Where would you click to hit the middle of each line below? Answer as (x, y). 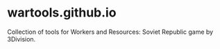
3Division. (22, 39)
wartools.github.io (62, 13)
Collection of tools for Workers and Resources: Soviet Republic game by (110, 32)
